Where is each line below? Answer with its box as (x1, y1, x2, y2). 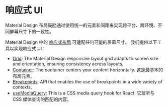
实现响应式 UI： (14, 45, 47, 51)
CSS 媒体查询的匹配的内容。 (12, 96, 71, 102)
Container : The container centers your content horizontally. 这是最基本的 (12, 66, 163, 73)
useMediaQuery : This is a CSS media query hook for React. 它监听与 (12, 90, 155, 96)
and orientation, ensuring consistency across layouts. (12, 61, 124, 67)
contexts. (12, 84, 32, 90)
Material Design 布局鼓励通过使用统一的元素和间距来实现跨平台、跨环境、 (5, 22, 158, 28)
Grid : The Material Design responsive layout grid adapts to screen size (12, 55, 158, 61)
